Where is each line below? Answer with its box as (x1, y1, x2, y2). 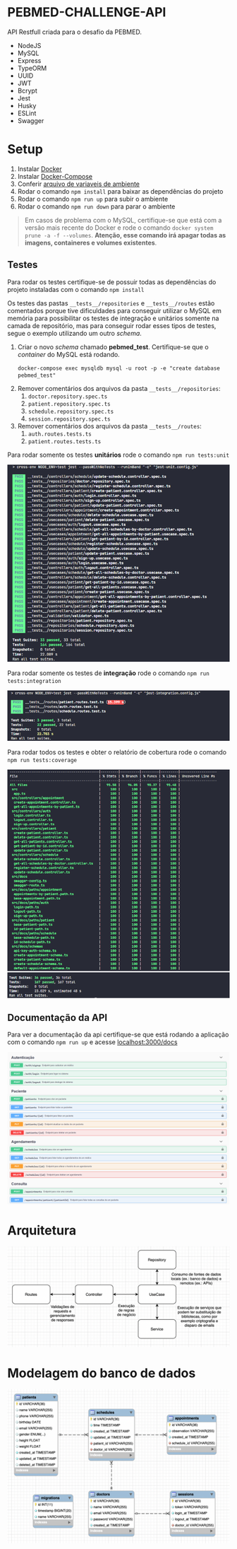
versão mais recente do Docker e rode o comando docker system (24, 223, 214, 232)
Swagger (17, 116, 44, 124)
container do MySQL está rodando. (17, 350, 120, 358)
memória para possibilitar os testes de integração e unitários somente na (7, 314, 219, 322)
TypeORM (17, 64, 47, 72)
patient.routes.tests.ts (28, 438, 102, 445)
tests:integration (7, 678, 61, 685)
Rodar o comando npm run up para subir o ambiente (17, 194, 169, 203)
